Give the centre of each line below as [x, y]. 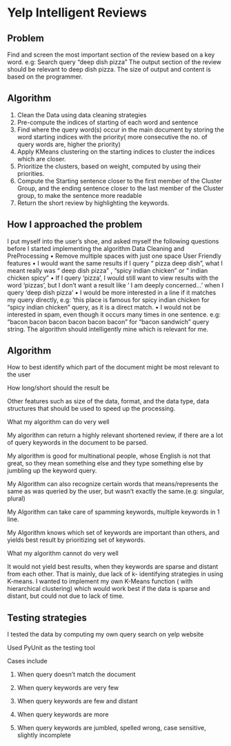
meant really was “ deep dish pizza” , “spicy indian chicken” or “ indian [108, 270]
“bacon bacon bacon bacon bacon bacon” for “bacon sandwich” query [108, 321]
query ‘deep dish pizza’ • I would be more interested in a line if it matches [112, 292]
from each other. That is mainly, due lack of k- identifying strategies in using [115, 574]
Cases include [28, 661]
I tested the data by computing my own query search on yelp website [106, 634]
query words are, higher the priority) [69, 144]
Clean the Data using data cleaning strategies [82, 114]
